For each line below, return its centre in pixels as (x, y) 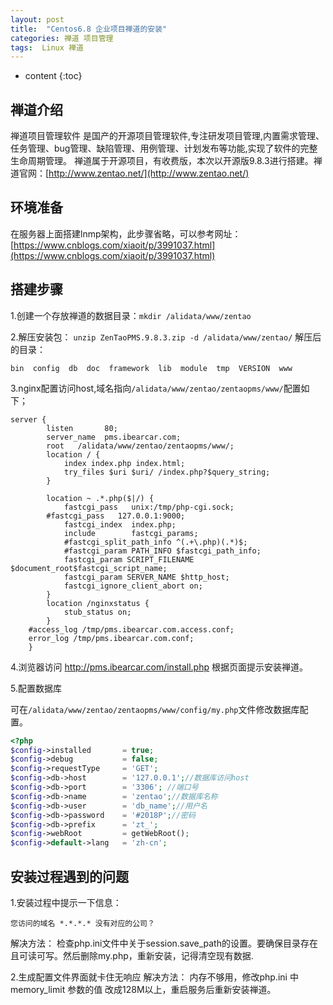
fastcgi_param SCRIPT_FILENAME (129, 559)
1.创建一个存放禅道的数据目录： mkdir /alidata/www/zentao (131, 315)
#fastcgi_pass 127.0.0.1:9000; (116, 516)
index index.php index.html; (124, 463)
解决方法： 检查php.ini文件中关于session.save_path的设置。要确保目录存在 (164, 943)
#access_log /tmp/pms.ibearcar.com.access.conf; (131, 629)
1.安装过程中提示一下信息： (66, 902)
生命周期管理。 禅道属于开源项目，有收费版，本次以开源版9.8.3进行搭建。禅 (166, 161)
